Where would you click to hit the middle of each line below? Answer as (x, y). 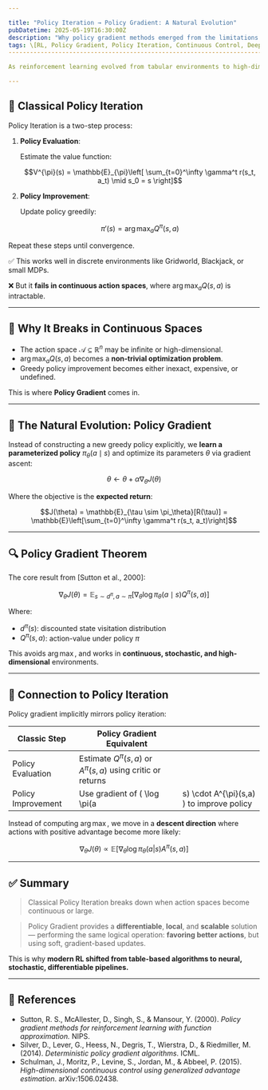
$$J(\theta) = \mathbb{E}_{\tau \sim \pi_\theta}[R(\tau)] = (134, 512)
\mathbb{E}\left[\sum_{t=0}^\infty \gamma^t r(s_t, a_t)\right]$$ (134, 520)
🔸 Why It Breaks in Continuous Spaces (105, 329)
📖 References (42, 1000)
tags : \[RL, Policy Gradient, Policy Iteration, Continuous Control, (126, 45)
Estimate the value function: (66, 156)
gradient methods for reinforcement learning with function (116, 1028)
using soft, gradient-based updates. (87, 944)
